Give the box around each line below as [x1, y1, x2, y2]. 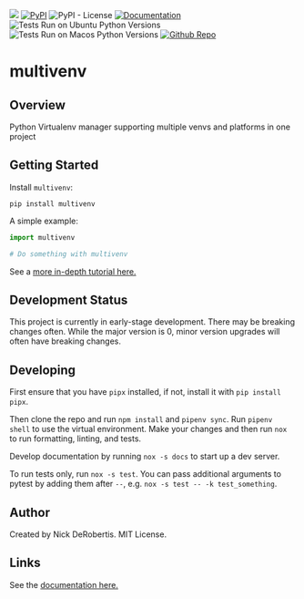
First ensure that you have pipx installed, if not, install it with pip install [9, 387, 282, 398]
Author [9, 504, 50, 520]
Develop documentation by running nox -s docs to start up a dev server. [9, 451, 280, 462]
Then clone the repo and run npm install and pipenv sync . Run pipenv [9, 414, 273, 425]
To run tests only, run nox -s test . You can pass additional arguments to [9, 469, 282, 480]
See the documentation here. [9, 579, 118, 590]
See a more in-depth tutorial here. [9, 265, 137, 277]
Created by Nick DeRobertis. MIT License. [9, 529, 167, 540]
